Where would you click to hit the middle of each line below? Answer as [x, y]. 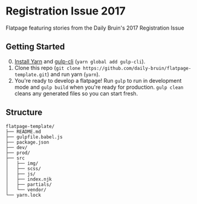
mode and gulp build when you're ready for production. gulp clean [99, 87]
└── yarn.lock [24, 195]
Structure [24, 113]
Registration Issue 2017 [66, 11]
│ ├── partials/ [29, 184]
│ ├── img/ [22, 163]
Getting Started [35, 47]
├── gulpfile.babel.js [34, 137]
